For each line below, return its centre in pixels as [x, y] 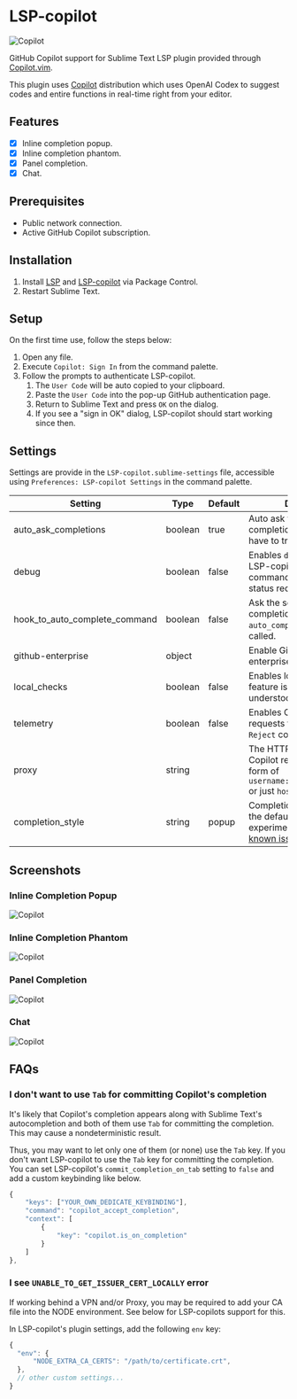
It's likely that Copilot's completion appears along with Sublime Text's [136, 1114]
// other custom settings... [71, 1378]
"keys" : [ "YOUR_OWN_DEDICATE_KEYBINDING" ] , [107, 1202]
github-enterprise [51, 656]
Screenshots [45, 870]
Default [224, 504]
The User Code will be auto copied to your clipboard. [130, 385]
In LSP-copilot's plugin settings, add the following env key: [115, 1329]
